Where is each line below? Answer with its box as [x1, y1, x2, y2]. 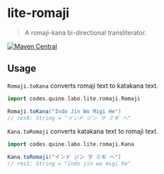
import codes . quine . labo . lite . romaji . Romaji [7, 95, 141, 102]
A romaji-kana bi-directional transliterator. [24, 28, 147, 37]
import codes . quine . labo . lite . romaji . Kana [7, 141, 134, 148]
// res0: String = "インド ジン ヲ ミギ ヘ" [7, 115, 131, 122]
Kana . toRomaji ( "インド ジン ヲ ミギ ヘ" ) [7, 153, 122, 161]
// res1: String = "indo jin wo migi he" [7, 161, 131, 168]
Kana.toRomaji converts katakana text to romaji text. [7, 127, 158, 136]
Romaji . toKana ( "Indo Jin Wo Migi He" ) [7, 108, 122, 115]
